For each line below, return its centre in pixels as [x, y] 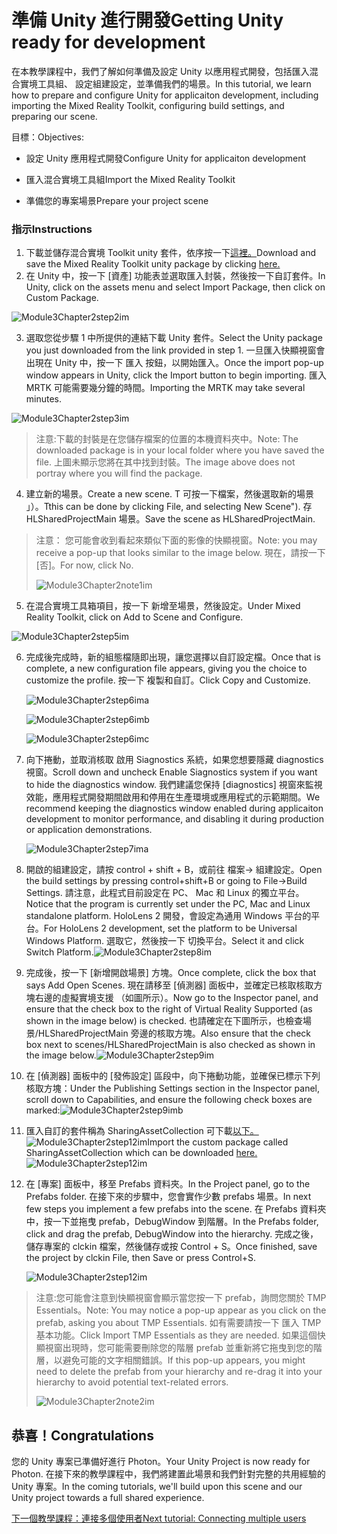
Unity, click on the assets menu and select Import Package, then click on [175, 287]
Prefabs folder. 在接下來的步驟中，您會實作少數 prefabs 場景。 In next [168, 1197]
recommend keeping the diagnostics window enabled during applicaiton [174, 808]
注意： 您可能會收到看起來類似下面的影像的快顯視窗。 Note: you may [176, 540]
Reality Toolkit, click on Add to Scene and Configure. [134, 617]
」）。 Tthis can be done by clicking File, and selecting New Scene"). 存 [169, 507]
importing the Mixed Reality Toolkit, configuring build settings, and [148, 105]
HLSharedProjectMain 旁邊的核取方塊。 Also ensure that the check [174, 1033]
